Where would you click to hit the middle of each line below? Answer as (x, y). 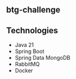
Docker (24, 71)
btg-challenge (34, 10)
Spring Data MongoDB (42, 58)
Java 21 (24, 45)
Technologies (32, 30)
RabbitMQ (27, 64)
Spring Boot (30, 51)
